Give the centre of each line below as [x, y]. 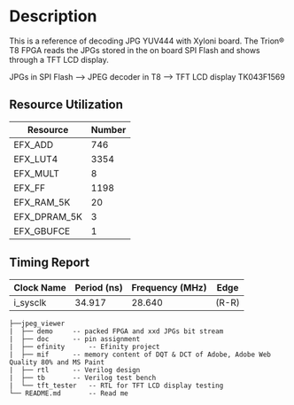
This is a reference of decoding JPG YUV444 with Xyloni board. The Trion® [147, 41]
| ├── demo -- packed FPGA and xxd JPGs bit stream [116, 331]
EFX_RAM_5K [42, 202]
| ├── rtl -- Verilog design [75, 370]
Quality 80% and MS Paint [57, 362]
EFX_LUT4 [36, 159]
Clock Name [40, 287]
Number [108, 129]
